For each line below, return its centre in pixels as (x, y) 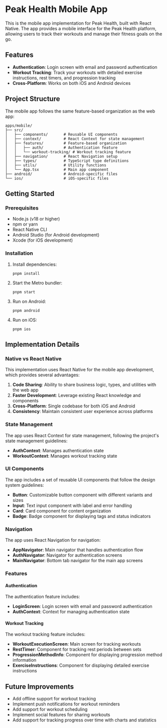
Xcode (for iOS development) (43, 240)
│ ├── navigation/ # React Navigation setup (61, 156)
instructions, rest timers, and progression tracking (64, 78)
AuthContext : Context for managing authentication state (71, 612)
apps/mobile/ (19, 126)
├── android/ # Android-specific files (61, 174)
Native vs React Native (33, 359)
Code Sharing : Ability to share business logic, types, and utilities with (84, 385)
